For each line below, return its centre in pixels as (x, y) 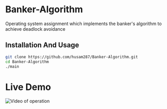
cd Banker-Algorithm (27, 62)
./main (12, 67)
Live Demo (28, 87)
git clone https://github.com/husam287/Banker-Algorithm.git (72, 57)
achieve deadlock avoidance (35, 29)
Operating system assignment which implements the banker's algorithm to (83, 24)
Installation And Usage (42, 45)
